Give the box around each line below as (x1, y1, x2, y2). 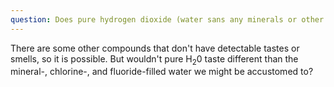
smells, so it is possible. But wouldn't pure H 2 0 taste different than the (10, 52, 299, 67)
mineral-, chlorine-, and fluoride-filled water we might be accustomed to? (10, 66, 314, 78)
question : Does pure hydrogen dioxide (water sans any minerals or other (10, 14, 325, 25)
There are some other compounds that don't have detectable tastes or (10, 42, 300, 54)
